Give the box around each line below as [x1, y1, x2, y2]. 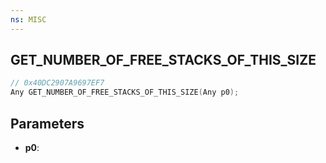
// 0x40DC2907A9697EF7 [10, 78, 105, 88]
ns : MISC [10, 14, 47, 25]
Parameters [10, 115, 85, 132]
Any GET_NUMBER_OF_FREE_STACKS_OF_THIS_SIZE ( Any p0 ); [10, 87, 240, 98]
